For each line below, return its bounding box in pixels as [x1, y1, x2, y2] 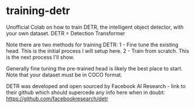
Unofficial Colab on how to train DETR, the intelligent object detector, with [6, 23, 184, 31]
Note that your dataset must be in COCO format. [6, 71, 123, 78]
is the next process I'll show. [6, 53, 75, 60]
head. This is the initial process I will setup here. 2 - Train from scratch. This [6, 47, 189, 54]
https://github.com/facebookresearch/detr [6, 95, 108, 102]
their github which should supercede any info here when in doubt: [6, 89, 165, 96]
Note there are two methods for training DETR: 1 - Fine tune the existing [6, 41, 179, 48]
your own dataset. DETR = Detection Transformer [6, 29, 125, 36]
